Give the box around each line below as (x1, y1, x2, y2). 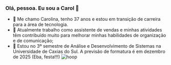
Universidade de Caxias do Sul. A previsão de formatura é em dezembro (12, 48, 165, 55)
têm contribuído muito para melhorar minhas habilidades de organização (12, 32, 166, 39)
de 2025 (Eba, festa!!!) (12, 54, 60, 60)
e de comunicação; (12, 38, 54, 44)
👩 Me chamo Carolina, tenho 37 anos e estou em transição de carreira (12, 16, 161, 22)
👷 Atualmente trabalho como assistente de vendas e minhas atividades (12, 27, 162, 33)
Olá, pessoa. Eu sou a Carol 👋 (5, 5, 79, 12)
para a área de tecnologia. (12, 21, 68, 27)
